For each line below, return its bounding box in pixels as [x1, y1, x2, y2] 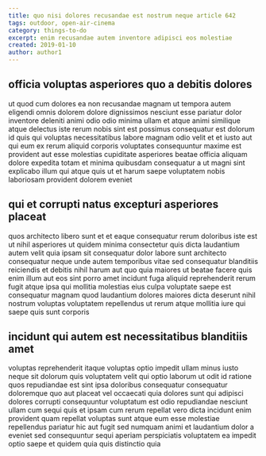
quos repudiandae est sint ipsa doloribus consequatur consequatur [8, 380, 228, 389]
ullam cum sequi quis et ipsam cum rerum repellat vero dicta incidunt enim [8, 405, 252, 415]
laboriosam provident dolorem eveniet [8, 174, 133, 184]
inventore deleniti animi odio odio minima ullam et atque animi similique [8, 116, 241, 125]
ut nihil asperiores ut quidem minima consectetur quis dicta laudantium [8, 239, 241, 249]
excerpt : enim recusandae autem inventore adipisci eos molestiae [8, 33, 233, 42]
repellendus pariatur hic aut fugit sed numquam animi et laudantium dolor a [8, 422, 254, 432]
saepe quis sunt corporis [8, 307, 90, 316]
